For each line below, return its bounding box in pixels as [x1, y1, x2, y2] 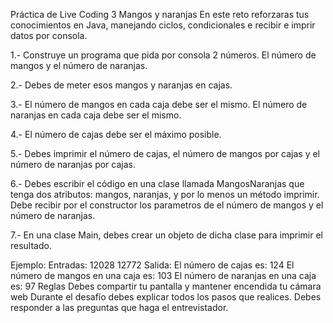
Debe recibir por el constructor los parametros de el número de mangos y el [10, 199, 324, 211]
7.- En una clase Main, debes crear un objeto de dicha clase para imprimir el [10, 229, 323, 241]
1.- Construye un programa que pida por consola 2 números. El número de [10, 49, 317, 61]
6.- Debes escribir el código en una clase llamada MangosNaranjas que [10, 178, 305, 189]
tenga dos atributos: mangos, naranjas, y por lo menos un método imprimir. [10, 189, 320, 200]
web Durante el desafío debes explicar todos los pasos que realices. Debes [10, 291, 322, 303]
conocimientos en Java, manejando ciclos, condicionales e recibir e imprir [10, 19, 316, 31]
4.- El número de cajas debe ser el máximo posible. [10, 129, 222, 140]
